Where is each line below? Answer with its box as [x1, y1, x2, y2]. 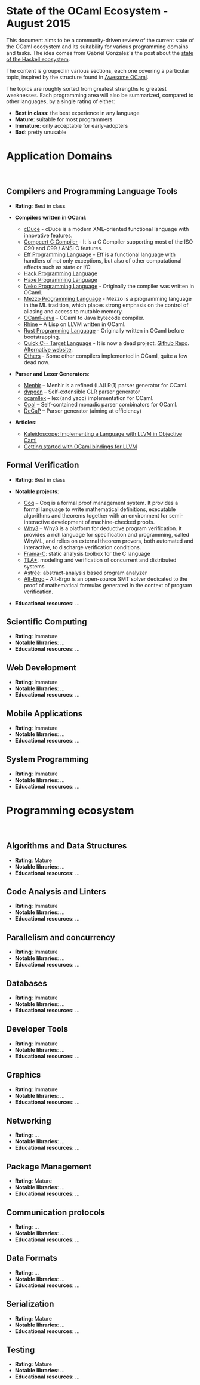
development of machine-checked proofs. [51, 518, 155, 525]
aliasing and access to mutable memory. [23, 307, 124, 315]
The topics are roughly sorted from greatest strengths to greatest [6, 85, 167, 92]
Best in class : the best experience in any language [14, 109, 140, 116]
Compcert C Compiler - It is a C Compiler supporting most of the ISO [23, 238, 193, 245]
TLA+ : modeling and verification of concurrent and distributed [23, 556, 177, 564]
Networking [6, 1115, 52, 1126]
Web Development [6, 663, 76, 673]
